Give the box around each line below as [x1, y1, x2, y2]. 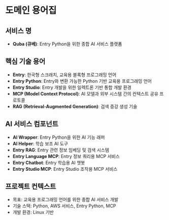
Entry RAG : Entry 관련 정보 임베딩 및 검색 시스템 [12, 147, 110, 153]
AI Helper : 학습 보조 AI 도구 [12, 140, 69, 146]
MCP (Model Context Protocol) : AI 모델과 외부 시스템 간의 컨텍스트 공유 [12, 90, 159, 97]
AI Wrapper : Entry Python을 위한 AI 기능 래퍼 [12, 134, 105, 140]
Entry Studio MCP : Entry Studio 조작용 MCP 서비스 [12, 166, 118, 172]
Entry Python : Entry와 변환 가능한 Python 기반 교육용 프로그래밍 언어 [12, 78, 152, 84]
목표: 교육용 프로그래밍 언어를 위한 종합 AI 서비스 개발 [12, 197, 119, 203]
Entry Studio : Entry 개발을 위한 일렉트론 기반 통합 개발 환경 [12, 84, 132, 90]
